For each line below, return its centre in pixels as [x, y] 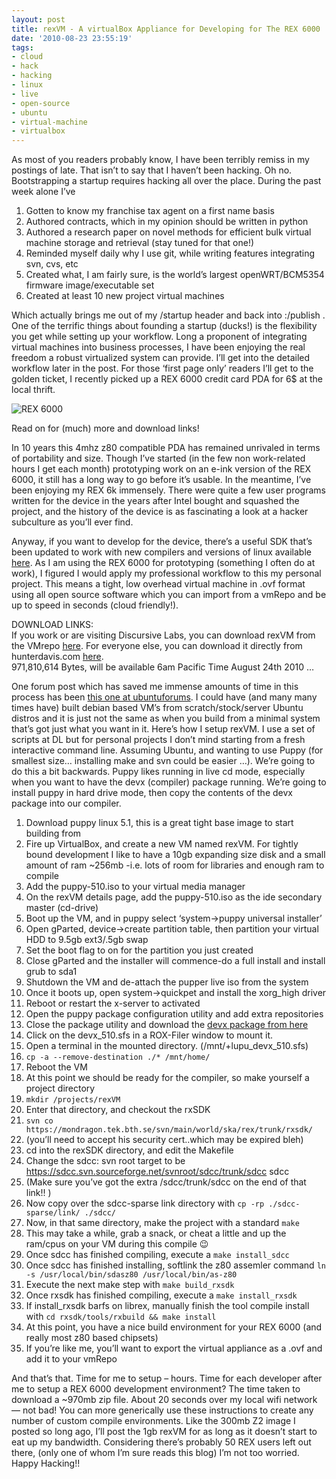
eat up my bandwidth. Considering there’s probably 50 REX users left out [161, 1442]
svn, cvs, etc [52, 264]
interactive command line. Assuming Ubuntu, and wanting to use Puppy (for [167, 750]
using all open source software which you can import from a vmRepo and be [169, 595]
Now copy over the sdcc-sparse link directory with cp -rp [145, 1203]
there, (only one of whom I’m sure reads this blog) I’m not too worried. [155, 1453]
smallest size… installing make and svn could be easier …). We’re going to [163, 761]
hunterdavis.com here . [57, 657]
